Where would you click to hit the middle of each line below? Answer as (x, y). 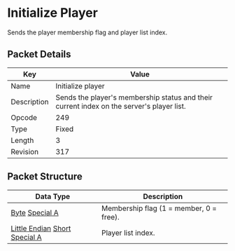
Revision (25, 151)
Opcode (24, 117)
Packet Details (39, 54)
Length (22, 140)
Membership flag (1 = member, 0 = (159, 208)
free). (111, 217)
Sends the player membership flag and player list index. (87, 32)
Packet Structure (45, 177)
